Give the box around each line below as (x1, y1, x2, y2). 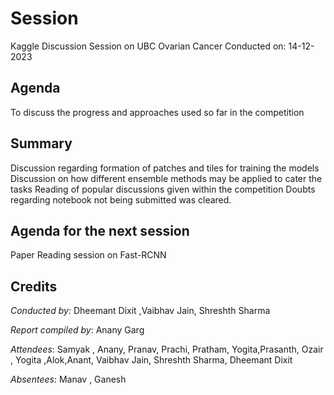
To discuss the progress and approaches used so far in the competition (10, 106, 305, 118)
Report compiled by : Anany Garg (10, 324, 145, 336)
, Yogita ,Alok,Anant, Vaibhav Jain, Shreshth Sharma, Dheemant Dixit (10, 354, 293, 366)
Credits (10, 278, 58, 295)
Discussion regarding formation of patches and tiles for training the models (10, 162, 320, 174)
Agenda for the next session (10, 222, 190, 239)
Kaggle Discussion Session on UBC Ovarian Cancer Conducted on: (10, 40, 287, 52)
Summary (10, 135, 73, 152)
